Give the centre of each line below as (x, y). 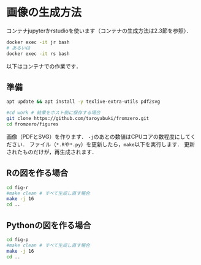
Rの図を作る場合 (37, 173)
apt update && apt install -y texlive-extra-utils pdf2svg (83, 102)
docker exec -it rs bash (38, 54)
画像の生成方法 (44, 13)
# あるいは (18, 48)
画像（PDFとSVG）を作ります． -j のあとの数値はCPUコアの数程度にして (99, 136)
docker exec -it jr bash (38, 42)
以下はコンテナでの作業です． (44, 66)
